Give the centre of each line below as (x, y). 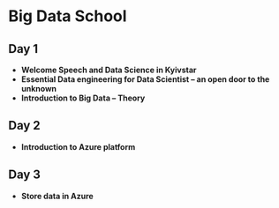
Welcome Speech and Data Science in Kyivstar (109, 70)
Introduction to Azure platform (78, 146)
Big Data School (68, 16)
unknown (39, 89)
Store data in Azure (57, 196)
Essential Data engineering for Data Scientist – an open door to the (145, 79)
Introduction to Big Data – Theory (83, 98)
